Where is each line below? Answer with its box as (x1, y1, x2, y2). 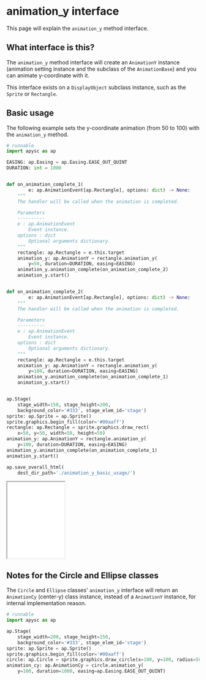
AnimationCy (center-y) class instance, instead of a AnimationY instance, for (6, 593, 196, 600)
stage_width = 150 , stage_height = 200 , (17, 402, 112, 408)
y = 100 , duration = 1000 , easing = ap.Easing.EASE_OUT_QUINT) (17, 668, 166, 674)
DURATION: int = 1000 (6, 165, 62, 171)
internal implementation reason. (6, 600, 87, 607)
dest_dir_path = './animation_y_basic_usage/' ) (17, 470, 136, 476)
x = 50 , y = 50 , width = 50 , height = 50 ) (17, 430, 105, 437)
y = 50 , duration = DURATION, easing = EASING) (28, 261, 136, 267)
